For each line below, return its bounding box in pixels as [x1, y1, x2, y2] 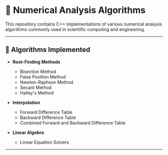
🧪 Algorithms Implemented [5, 45, 90, 54]
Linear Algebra [12, 129, 44, 135]
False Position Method [19, 73, 66, 79]
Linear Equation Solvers [19, 139, 69, 145]
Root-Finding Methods [12, 58, 61, 64]
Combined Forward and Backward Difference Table [19, 119, 126, 125]
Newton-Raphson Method [19, 79, 73, 85]
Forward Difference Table [19, 109, 72, 115]
